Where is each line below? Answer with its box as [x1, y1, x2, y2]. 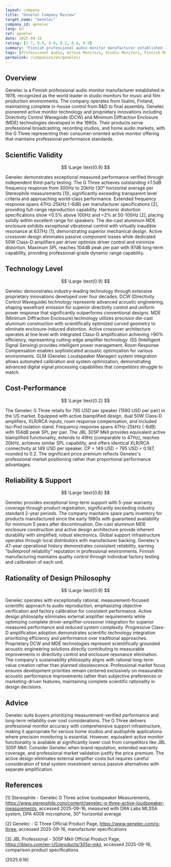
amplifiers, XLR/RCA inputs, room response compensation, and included [5, 418, 157, 424]
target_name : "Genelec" [5, 17, 56, 22]
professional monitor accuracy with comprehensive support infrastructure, [5, 723, 162, 729]
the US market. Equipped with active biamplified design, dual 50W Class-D [5, 413, 162, 419]
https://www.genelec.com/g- [99, 821, 160, 827]
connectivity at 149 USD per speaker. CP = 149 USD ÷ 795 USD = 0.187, [5, 445, 155, 451]
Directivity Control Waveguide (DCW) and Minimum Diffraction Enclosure [5, 114, 158, 120]
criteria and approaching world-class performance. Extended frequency [5, 196, 157, 202]
